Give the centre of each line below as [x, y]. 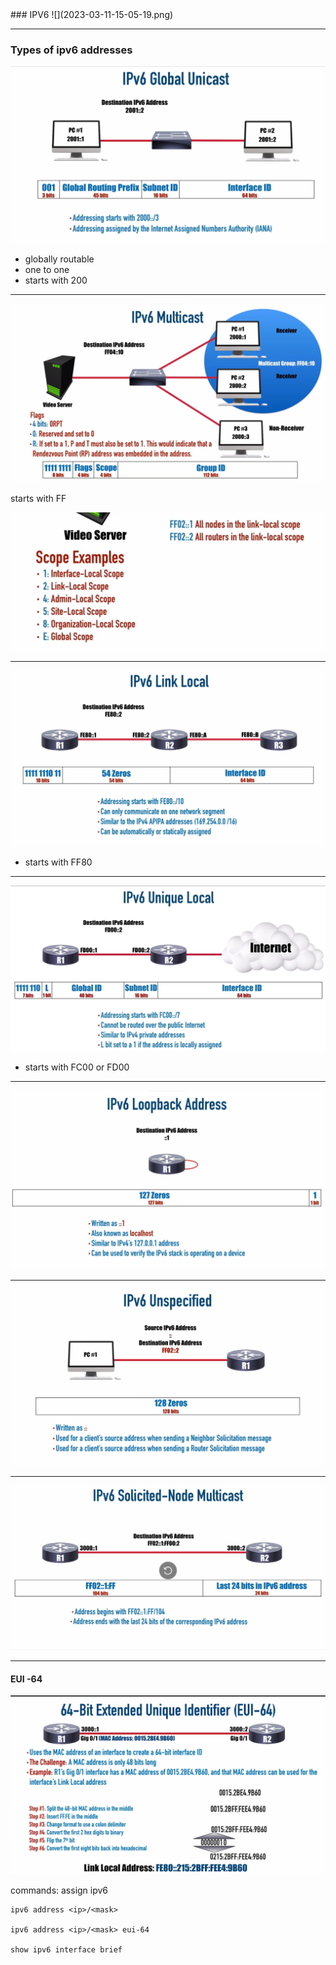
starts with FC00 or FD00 [77, 1067]
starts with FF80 [58, 862]
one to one [47, 270]
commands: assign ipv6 [59, 1890]
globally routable [59, 259]
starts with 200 [56, 280]
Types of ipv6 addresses [71, 50]
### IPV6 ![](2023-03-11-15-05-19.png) [92, 14]
